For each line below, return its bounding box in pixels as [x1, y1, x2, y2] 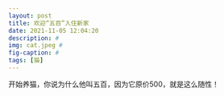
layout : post [8, 11, 52, 20]
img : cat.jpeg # [8, 42, 63, 50]
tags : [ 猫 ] [8, 57, 44, 65]
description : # [8, 34, 60, 42]
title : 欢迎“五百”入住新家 [8, 19, 89, 27]
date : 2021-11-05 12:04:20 [8, 26, 99, 34]
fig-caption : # [8, 49, 60, 57]
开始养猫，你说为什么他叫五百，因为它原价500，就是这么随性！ [8, 79, 219, 89]
